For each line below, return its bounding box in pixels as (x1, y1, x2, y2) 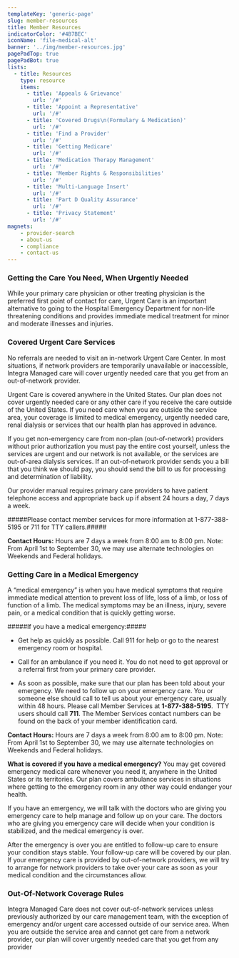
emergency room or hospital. (17, 644, 103, 652)
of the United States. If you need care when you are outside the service (7, 405, 218, 414)
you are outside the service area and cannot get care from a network (7, 927, 210, 936)
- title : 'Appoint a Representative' (26, 104, 139, 111)
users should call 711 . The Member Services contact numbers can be (17, 710, 221, 718)
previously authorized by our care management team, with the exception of (7, 912, 229, 921)
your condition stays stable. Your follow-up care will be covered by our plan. (7, 848, 232, 857)
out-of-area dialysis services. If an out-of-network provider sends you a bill (7, 457, 230, 465)
